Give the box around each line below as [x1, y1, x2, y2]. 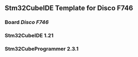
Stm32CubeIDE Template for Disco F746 [5, 4, 133, 12]
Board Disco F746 [5, 19, 49, 26]
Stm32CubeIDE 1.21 [5, 32, 54, 39]
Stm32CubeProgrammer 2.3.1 [5, 46, 79, 53]
